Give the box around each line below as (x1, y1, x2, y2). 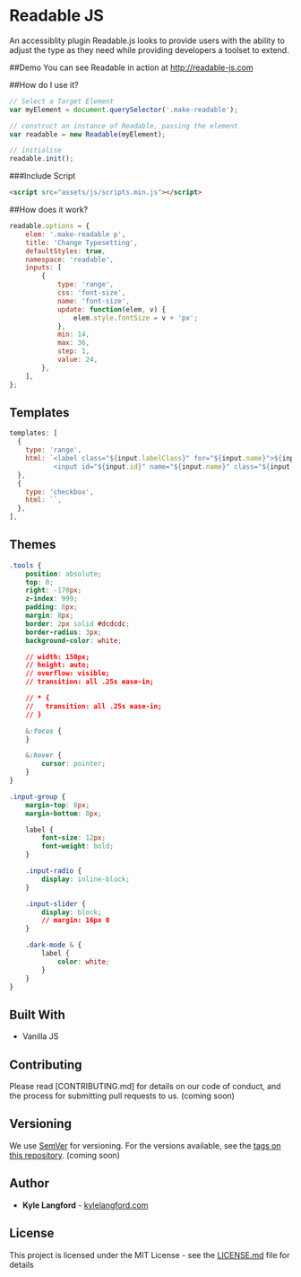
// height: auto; (25, 661, 90, 670)
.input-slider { (25, 899, 87, 908)
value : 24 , (56, 356, 99, 365)
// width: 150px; (25, 652, 90, 661)
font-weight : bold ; (41, 841, 115, 851)
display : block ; (41, 908, 102, 917)
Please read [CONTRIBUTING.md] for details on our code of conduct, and (9, 1081, 281, 1092)
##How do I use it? (9, 79, 79, 90)
